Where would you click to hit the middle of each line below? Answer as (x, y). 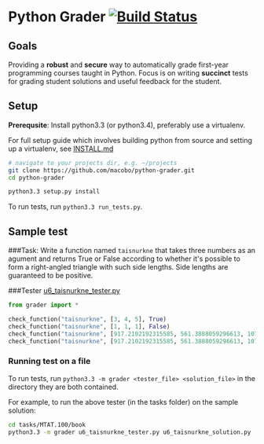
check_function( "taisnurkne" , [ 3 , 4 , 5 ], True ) (88, 319)
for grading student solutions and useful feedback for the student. (115, 81)
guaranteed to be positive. (51, 276)
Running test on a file (49, 361)
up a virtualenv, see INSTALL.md (61, 149)
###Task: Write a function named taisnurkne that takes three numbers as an (132, 251)
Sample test (38, 231)
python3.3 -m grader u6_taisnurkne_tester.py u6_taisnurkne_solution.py (130, 432)
